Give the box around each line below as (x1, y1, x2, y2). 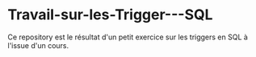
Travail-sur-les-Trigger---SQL (7, 6, 213, 24)
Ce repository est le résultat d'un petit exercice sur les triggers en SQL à (7, 32, 248, 42)
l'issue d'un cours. (7, 40, 69, 50)
